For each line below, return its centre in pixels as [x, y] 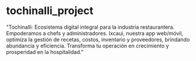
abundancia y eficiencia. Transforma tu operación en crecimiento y [88, 46]
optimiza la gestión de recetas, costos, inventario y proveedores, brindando [98, 39]
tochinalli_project [50, 11]
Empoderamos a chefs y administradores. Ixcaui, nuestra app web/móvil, [95, 33]
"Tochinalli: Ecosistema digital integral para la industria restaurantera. [90, 27]
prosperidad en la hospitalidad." [45, 52]
